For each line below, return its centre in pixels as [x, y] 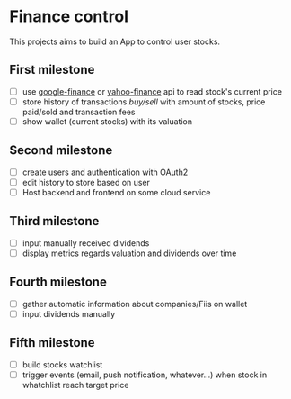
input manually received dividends [86, 243]
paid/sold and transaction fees [79, 112]
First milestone [52, 70]
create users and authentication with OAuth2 [105, 172]
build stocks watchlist [62, 364]
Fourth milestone [58, 282]
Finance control [69, 17]
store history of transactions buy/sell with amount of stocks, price [144, 102]
